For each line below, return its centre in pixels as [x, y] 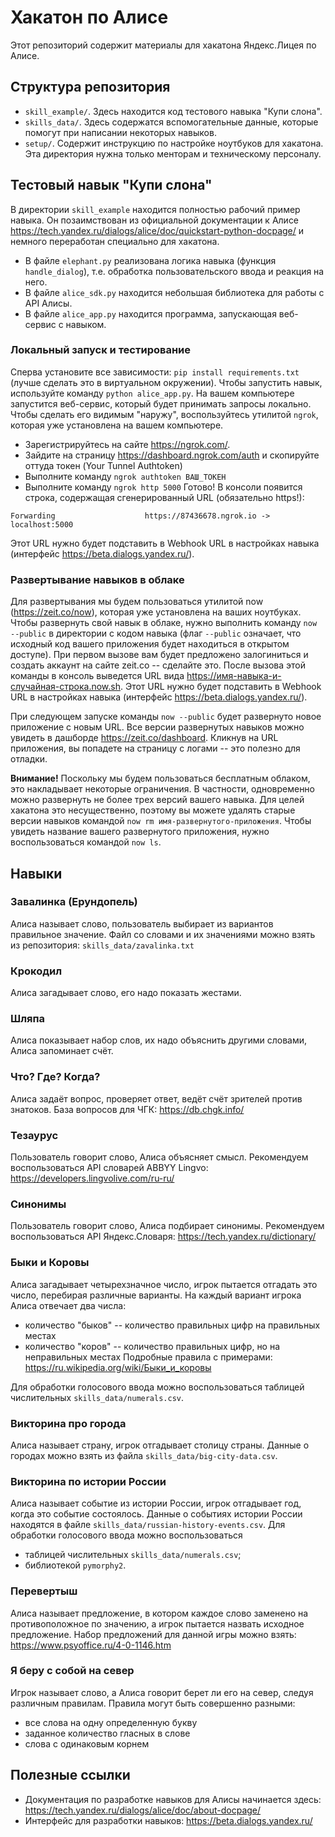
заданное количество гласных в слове [107, 1733]
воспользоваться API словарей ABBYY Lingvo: [109, 1168]
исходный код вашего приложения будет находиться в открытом [150, 644]
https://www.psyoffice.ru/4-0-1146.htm [91, 1645]
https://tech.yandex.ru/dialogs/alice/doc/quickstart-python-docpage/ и [157, 230]
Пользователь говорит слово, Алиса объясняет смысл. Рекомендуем [159, 1157]
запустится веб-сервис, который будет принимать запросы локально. [161, 403]
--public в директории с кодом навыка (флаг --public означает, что [156, 633]
